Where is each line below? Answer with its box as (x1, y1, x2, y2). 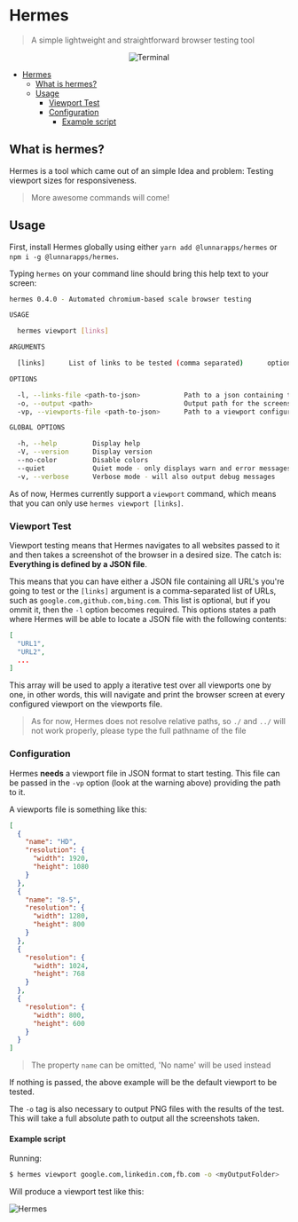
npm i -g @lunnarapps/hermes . (9, 250, 120, 262)
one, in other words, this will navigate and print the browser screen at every (9, 690, 286, 700)
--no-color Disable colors (17, 456, 149, 465)
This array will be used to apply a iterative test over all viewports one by (9, 680, 272, 690)
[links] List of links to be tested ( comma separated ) (17, 359, 244, 368)
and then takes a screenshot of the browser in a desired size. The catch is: (9, 549, 282, 560)
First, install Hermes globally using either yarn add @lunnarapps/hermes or (9, 241, 278, 252)
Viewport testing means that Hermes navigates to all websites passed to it (9, 540, 280, 550)
